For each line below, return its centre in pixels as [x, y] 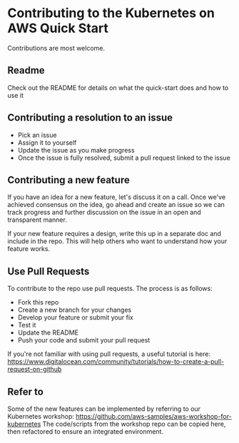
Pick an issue [37, 135]
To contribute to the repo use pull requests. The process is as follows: [110, 289]
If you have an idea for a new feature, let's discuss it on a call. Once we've [117, 197]
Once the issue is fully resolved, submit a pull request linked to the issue [124, 158]
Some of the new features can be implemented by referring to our [104, 409]
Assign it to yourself [47, 142]
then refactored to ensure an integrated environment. [86, 432]
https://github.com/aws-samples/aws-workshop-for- [154, 416]
